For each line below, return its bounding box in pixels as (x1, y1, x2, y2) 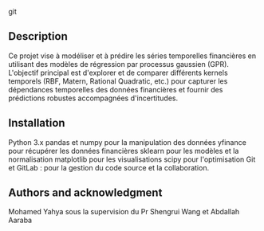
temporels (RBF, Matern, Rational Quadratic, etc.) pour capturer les (8, 76, 228, 86)
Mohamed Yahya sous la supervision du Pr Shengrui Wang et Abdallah (8, 207, 240, 217)
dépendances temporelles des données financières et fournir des (8, 84, 223, 94)
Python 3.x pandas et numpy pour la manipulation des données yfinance (8, 137, 247, 147)
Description (8, 29, 68, 43)
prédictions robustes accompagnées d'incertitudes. (8, 93, 178, 103)
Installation (8, 116, 65, 130)
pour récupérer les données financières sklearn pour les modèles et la (8, 146, 239, 155)
